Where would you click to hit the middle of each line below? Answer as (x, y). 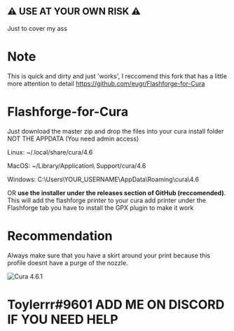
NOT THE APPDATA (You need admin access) (73, 139)
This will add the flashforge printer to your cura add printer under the (107, 200)
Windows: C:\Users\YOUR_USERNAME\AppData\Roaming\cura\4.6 (103, 179)
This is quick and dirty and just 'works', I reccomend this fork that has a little (117, 76)
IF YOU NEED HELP (63, 319)
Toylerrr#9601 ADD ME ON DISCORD (116, 304)
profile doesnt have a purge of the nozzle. (68, 262)
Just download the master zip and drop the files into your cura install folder (116, 131)
